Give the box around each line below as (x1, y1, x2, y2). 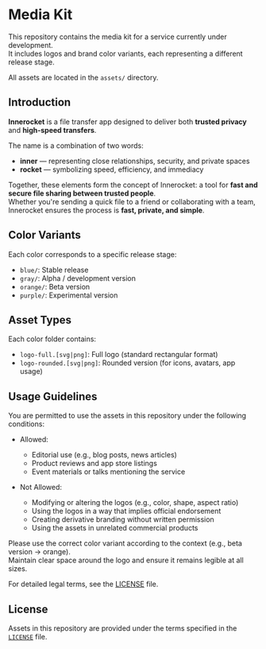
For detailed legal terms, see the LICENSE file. (8, 579, 159, 589)
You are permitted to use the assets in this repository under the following (8, 411, 247, 421)
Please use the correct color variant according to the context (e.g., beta (8, 538, 242, 548)
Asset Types (8, 313, 71, 327)
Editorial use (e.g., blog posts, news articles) (31, 450, 177, 460)
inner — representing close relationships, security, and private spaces (19, 156, 250, 165)
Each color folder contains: (8, 334, 97, 344)
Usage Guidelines (8, 390, 98, 403)
